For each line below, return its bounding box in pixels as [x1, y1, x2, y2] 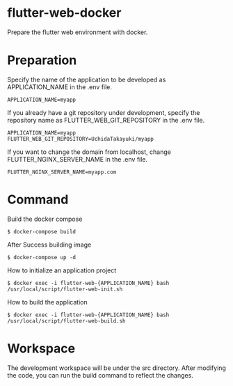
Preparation [7, 52, 77, 68]
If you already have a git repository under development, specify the [7, 108, 200, 116]
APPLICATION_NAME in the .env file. [7, 82, 113, 91]
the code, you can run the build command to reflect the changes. [7, 371, 193, 379]
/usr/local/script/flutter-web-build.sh [7, 317, 127, 325]
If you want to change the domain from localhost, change [7, 148, 172, 156]
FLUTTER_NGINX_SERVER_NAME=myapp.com [7, 169, 117, 176]
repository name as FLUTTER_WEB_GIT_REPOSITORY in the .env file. [7, 116, 205, 124]
